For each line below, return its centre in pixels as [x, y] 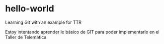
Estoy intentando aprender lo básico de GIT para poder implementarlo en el [82, 32]
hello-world [30, 9]
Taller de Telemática [26, 37]
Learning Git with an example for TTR [43, 22]
